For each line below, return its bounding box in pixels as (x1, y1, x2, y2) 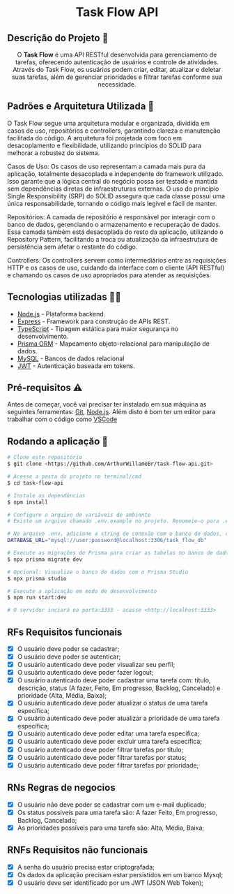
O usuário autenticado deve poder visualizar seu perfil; (17, 661, 175, 669)
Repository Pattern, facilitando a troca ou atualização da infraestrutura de (7, 235, 218, 243)
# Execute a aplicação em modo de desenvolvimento (7, 587, 157, 594)
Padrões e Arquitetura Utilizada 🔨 (7, 101, 155, 112)
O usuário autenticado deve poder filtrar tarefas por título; (17, 745, 184, 754)
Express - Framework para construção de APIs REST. (17, 317, 171, 325)
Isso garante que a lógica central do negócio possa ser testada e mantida (7, 177, 218, 185)
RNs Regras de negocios (7, 782, 116, 793)
